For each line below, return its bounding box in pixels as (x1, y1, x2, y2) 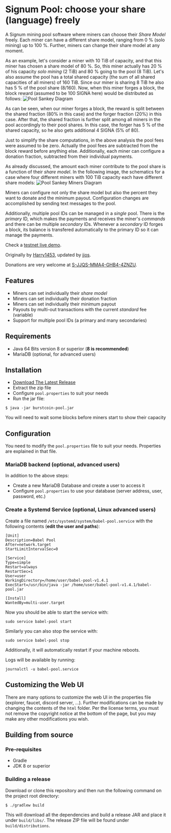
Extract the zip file (12, 385, 52, 391)
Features (5, 276, 34, 285)
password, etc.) (12, 493, 46, 499)
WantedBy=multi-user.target (5, 600, 65, 605)
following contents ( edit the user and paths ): (5, 523, 100, 529)
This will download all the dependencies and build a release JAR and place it (5, 812, 166, 818)
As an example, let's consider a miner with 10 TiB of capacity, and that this (5, 57, 162, 63)
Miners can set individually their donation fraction (12, 295, 117, 302)
